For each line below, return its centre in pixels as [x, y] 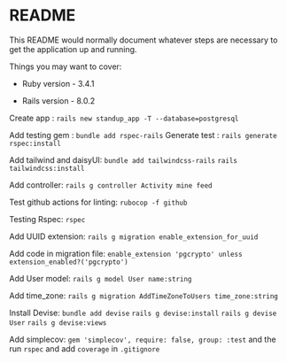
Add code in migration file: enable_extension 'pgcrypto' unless [126, 253]
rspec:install [35, 143]
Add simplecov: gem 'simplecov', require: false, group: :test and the [143, 339]
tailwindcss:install [47, 168]
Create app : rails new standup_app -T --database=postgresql [124, 118]
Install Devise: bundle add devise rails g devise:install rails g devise [143, 313]
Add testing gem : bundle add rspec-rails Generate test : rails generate [143, 135]
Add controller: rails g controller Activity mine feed [111, 185]
